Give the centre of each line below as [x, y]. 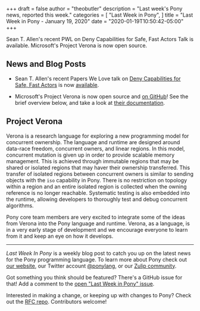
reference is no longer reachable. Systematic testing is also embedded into [98, 192]
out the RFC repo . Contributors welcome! [57, 301]
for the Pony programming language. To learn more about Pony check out [97, 259]
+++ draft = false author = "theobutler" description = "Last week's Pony [94, 9]
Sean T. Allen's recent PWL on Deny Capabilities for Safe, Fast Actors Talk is [100, 39]
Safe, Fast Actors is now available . [57, 85]
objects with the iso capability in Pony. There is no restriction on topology [97, 180]
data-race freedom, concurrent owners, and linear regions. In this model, [96, 148]
